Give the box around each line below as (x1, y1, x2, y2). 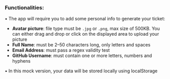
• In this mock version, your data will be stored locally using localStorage (5, 68, 158, 74)
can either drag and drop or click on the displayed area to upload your (12, 31, 159, 37)
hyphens (12, 58, 31, 64)
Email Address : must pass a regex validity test (12, 47, 110, 54)
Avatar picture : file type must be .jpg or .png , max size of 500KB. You (12, 25, 160, 32)
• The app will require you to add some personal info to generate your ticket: (5, 16, 165, 22)
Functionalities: (5, 4, 44, 11)
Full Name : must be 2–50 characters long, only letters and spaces (12, 42, 151, 48)
